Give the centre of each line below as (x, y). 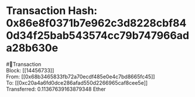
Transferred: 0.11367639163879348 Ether (56, 89)
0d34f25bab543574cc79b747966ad (97, 36)
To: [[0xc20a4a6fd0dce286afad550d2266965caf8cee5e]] (77, 82)
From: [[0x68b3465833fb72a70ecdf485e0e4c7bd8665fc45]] (81, 77)
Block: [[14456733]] (30, 70)
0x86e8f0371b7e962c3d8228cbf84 (96, 23)
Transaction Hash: (52, 11)
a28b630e (32, 48)
